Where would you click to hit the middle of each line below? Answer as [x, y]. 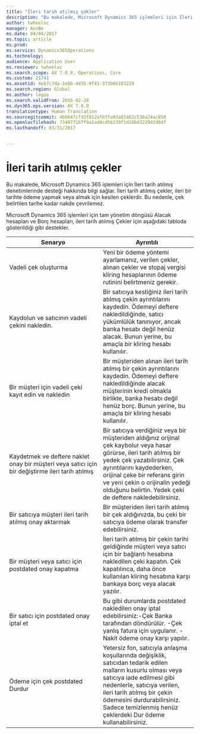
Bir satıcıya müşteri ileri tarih [49, 514]
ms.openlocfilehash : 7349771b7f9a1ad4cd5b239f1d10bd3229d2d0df [86, 123]
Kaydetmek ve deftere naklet [49, 456]
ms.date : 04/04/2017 [32, 34]
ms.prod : [17, 45]
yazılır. [112, 591]
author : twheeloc [28, 23]
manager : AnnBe [25, 28]
